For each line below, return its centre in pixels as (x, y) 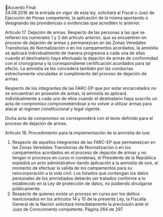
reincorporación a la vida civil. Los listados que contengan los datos (80, 173)
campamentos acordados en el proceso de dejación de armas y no (79, 152)
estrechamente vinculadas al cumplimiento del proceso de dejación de (76, 74)
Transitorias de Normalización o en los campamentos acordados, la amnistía (81, 48)
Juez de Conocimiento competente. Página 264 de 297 (67, 209)
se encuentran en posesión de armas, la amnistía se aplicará (66, 93)
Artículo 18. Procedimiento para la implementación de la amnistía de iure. (78, 133)
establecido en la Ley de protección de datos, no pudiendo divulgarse (82, 184)
